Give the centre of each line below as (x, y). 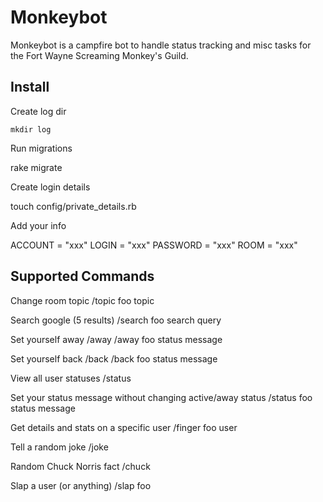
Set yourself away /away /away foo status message (116, 339)
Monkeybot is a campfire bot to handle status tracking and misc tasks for (161, 45)
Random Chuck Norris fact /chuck (80, 466)
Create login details (50, 187)
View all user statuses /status (71, 378)
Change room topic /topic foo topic (82, 300)
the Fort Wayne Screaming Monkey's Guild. (99, 55)
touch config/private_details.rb (73, 206)
